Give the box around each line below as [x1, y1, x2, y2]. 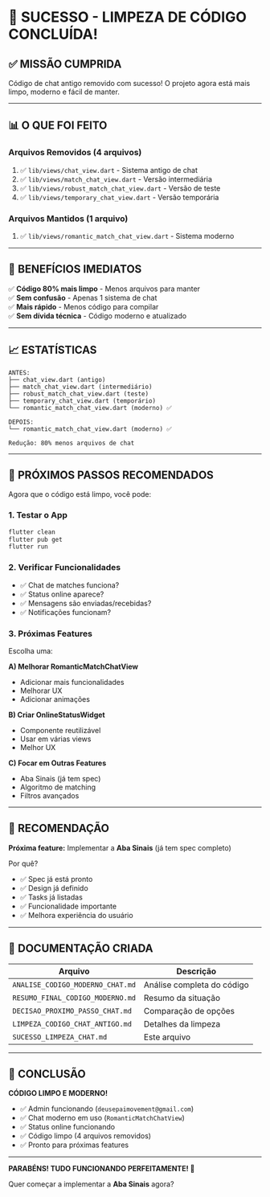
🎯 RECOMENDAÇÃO [8, 822, 110, 835]
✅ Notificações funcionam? [19, 607, 112, 617]
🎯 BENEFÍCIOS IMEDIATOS [8, 262, 142, 277]
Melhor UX [19, 742, 56, 752]
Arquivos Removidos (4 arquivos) [8, 147, 142, 158]
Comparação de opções [143, 1005, 235, 1016]
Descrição [176, 965, 217, 977]
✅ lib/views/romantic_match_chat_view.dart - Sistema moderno [19, 231, 235, 240]
